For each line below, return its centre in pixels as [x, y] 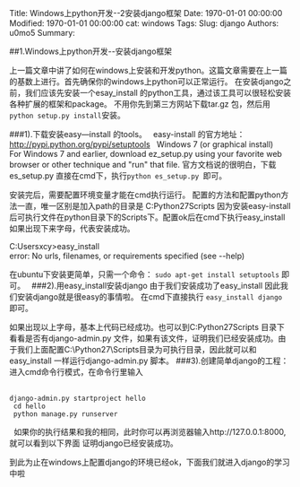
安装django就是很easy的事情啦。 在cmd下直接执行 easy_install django [150, 297]
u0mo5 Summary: [43, 33]
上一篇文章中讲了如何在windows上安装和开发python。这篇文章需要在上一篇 [149, 70]
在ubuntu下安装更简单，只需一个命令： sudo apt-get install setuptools [145, 274]
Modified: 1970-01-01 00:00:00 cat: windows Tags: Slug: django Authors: [144, 23]
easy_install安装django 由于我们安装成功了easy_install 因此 [172, 286]
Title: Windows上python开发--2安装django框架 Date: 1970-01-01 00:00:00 [146, 13]
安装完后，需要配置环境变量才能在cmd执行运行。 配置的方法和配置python [145, 195]
